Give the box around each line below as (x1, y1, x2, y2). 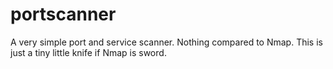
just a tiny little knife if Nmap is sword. (10, 46, 167, 58)
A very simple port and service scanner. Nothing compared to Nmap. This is (10, 36, 323, 48)
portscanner (10, 3, 117, 26)
